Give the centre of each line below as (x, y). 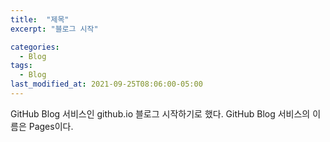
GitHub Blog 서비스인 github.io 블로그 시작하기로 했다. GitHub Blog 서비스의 (160, 113)
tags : (21, 66)
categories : (35, 47)
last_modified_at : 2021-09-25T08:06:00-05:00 (106, 84)
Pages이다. (51, 126)
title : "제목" (40, 19)
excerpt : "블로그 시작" (54, 29)
